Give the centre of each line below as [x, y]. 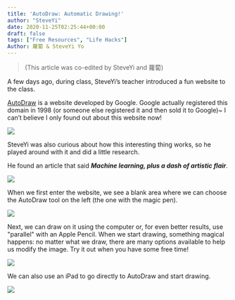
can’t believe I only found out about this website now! [84, 118]
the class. [21, 89]
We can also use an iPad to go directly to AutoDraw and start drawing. [109, 276]
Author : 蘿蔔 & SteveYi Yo [46, 46]
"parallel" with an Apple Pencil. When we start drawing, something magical [116, 234]
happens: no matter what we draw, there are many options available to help [116, 242]
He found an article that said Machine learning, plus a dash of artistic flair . [118, 165]
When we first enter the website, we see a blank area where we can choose [117, 192]
